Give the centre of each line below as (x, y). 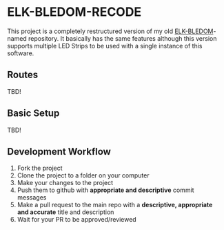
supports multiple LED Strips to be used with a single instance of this (105, 46)
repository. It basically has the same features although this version (123, 38)
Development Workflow (59, 152)
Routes (23, 75)
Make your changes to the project (65, 183)
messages (32, 198)
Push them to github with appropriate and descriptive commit (105, 190)
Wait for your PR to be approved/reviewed (77, 220)
